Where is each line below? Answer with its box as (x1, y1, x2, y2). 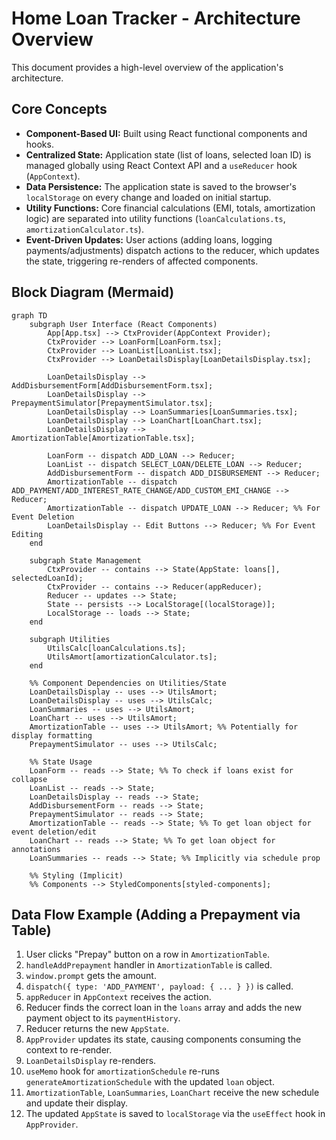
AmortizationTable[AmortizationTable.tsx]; (11, 433, 196, 443)
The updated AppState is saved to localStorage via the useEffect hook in (25, 1108, 326, 1120)
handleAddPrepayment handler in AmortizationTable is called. (25, 959, 273, 971)
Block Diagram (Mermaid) (11, 284, 175, 301)
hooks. (25, 138, 54, 150)
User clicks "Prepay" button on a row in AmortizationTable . (25, 948, 270, 961)
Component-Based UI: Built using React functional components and (25, 127, 308, 139)
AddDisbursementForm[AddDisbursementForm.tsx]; (11, 380, 214, 391)
